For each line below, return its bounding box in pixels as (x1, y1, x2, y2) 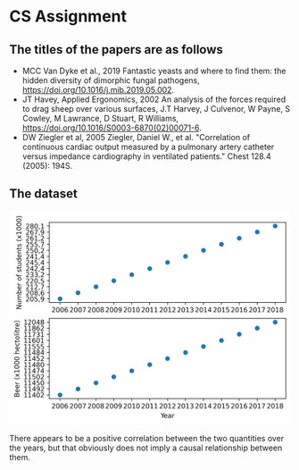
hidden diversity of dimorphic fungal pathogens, (21, 75, 200, 86)
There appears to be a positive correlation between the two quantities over (9, 433, 285, 444)
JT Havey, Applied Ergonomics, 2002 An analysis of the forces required (21, 94, 287, 105)
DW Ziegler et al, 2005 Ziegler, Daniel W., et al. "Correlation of (21, 132, 251, 142)
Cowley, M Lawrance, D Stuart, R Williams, (21, 113, 179, 123)
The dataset (9, 186, 78, 202)
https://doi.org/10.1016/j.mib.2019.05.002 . (21, 85, 175, 95)
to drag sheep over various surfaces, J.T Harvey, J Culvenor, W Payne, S (21, 104, 291, 113)
